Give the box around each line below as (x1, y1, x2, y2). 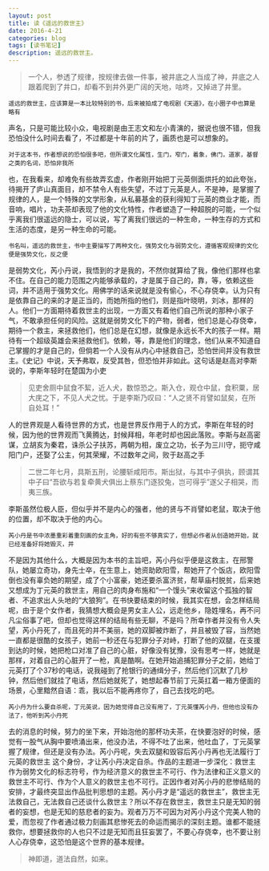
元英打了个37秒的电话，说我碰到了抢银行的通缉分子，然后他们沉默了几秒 (8, 666, 248, 675)
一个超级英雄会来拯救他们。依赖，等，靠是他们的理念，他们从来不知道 (22, 336, 254, 345)
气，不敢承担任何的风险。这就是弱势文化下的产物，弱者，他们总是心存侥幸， (8, 316, 261, 325)
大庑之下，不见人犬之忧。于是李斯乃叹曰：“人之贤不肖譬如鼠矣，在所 (27, 393, 256, 402)
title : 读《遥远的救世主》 (8, 19, 88, 27)
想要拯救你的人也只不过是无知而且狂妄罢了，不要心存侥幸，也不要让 (29, 827, 254, 837)
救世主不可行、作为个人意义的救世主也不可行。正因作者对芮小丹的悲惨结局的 (8, 777, 261, 786)
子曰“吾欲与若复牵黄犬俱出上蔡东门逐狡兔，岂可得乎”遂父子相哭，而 (34, 477, 259, 486)
